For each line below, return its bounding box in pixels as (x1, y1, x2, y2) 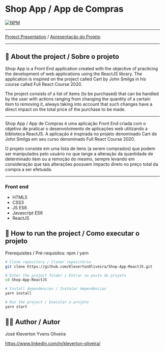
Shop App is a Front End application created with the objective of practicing (5, 65, 158, 72)
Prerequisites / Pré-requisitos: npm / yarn (5, 250, 89, 256)
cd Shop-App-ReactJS (5, 277, 48, 282)
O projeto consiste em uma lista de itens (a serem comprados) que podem (5, 146, 156, 151)
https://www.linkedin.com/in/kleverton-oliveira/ (5, 340, 101, 346)
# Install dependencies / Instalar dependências (5, 286, 107, 291)
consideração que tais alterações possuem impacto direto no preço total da (5, 161, 159, 167)
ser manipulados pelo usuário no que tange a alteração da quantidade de (5, 150, 153, 156)
